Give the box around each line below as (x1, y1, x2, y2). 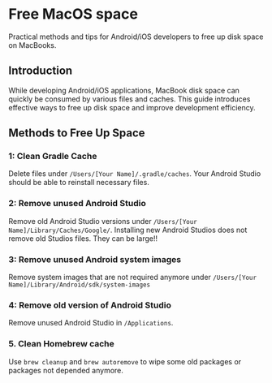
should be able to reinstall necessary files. (8, 178, 150, 187)
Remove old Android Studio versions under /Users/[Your (8, 216, 197, 226)
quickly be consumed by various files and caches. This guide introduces (8, 94, 251, 104)
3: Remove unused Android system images (8, 253, 181, 265)
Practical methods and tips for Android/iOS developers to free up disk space (8, 32, 264, 41)
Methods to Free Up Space (8, 127, 145, 140)
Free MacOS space (8, 5, 138, 24)
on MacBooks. (8, 40, 57, 49)
